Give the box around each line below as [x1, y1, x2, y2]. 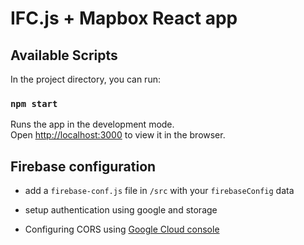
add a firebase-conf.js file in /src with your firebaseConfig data [24, 185, 295, 197]
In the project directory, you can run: [10, 73, 161, 85]
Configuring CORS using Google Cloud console [24, 223, 220, 236]
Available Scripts [10, 47, 118, 64]
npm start [10, 98, 58, 109]
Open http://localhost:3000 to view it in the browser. [10, 129, 226, 141]
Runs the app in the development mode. [10, 118, 175, 131]
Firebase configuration [10, 158, 157, 175]
